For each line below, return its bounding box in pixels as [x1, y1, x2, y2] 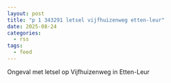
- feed [13, 49, 32, 56]
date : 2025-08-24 [7, 23, 57, 30]
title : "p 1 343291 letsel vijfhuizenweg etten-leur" [7, 17, 165, 24]
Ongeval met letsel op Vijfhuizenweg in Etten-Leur [7, 67, 150, 76]
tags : [7, 42, 23, 49]
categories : [7, 29, 41, 37]
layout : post [7, 10, 45, 17]
